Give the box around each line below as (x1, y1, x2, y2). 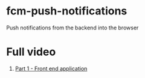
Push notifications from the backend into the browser (6, 24, 139, 31)
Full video (6, 45, 56, 59)
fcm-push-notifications (6, 4, 127, 18)
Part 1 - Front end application (14, 65, 88, 72)
